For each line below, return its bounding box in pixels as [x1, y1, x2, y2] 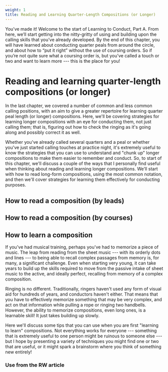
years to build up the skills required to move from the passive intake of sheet [5, 265, 163, 271]
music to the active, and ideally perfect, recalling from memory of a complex [5, 271, 163, 277]
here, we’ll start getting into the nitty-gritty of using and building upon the [5, 31, 157, 37]
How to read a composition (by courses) [5, 214, 133, 222]
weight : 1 [5, 7, 26, 13]
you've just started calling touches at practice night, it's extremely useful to [5, 144, 161, 151]
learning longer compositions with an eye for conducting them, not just [5, 119, 151, 125]
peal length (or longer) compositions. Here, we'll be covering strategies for [5, 114, 159, 120]
